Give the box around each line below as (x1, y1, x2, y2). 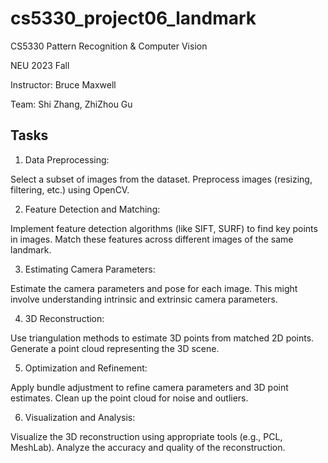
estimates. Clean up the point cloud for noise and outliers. (10, 392, 249, 404)
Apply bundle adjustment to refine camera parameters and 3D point (10, 381, 289, 393)
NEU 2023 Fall (10, 59, 70, 71)
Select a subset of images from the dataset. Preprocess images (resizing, (10, 173, 313, 185)
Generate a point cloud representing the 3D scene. (10, 342, 220, 354)
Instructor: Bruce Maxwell (10, 78, 117, 91)
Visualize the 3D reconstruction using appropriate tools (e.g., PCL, (10, 430, 283, 442)
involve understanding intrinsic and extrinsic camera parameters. (10, 293, 278, 305)
